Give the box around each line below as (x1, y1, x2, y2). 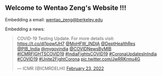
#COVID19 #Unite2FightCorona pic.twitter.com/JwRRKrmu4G (17, 56, 141, 62)
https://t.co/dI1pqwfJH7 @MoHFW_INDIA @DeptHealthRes (17, 41, 136, 46)
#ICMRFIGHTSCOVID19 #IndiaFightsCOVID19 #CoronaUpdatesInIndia (17, 51, 157, 57)
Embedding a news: (5, 26, 45, 32)
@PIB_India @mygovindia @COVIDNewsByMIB (17, 46, 112, 51)
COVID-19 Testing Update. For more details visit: (17, 35, 115, 41)
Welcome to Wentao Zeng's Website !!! (5, 4, 127, 12)
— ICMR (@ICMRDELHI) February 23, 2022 (17, 65, 104, 71)
